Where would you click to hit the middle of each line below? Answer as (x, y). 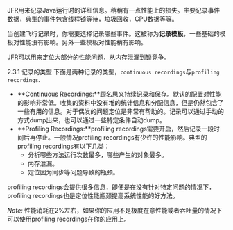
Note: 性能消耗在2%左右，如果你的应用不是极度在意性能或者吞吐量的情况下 (115, 210)
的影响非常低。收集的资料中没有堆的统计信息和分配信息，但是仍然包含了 (120, 102)
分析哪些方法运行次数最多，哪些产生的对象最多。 (97, 155)
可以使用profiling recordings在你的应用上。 (69, 219)
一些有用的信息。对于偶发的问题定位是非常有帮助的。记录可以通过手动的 (120, 111)
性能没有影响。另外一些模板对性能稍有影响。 (83, 42)
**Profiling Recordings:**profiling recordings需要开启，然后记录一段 (115, 129)
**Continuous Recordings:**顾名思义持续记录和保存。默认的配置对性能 (119, 94)
